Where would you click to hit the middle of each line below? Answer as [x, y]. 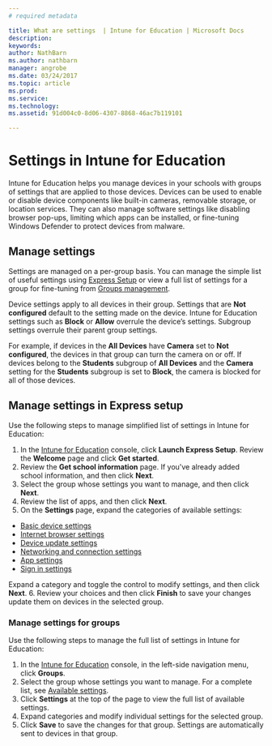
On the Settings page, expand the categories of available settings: [131, 510]
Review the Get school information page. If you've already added [130, 466]
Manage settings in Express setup [96, 406]
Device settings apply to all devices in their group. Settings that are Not [127, 304]
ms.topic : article [39, 83]
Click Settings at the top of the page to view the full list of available [132, 699]
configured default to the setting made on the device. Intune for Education [133, 312]
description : [30, 38]
